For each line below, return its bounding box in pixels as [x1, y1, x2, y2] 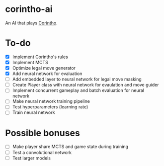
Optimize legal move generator [12, 65, 76, 71]
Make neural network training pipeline [12, 98, 90, 104]
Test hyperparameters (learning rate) [12, 104, 88, 110]
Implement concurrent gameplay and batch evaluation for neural [12, 87, 144, 93]
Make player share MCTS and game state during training [12, 144, 128, 150]
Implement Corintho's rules [12, 54, 68, 60]
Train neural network [12, 109, 55, 115]
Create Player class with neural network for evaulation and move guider [12, 82, 159, 88]
